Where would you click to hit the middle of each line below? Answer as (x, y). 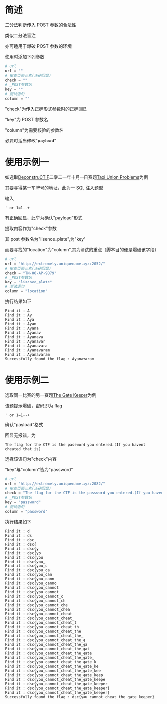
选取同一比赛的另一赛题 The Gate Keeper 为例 (51, 395)
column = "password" (27, 511)
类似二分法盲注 (20, 35)
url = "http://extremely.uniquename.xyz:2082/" (55, 484)
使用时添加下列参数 (25, 57)
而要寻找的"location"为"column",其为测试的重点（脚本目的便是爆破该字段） (82, 249)
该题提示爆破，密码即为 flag (34, 405)
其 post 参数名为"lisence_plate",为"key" (45, 239)
